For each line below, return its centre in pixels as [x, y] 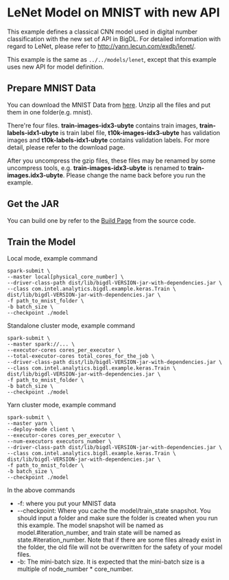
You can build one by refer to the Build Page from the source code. [101, 220]
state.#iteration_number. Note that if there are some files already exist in [119, 540]
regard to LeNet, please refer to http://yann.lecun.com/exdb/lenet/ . [101, 46]
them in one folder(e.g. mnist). [50, 112]
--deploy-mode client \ [41, 430]
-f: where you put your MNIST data [67, 504]
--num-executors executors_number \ [59, 442]
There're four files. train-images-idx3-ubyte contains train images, [103, 125]
